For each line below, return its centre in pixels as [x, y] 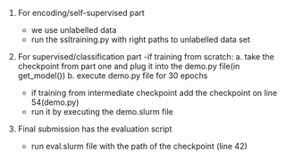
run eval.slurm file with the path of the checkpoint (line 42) [139, 146]
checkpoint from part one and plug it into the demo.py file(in [129, 66]
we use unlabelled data [74, 30]
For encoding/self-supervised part [81, 13]
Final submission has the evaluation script [95, 129]
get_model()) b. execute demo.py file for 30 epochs [113, 76]
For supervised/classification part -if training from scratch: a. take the [146, 56]
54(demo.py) [55, 102]
